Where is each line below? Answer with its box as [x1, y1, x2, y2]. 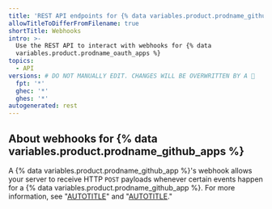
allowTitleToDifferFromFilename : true [8, 19, 139, 27]
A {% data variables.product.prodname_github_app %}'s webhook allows [8, 165, 253, 175]
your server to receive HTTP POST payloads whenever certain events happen [8, 174, 263, 184]
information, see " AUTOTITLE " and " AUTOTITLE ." [8, 191, 172, 201]
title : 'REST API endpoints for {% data [8, 11, 147, 20]
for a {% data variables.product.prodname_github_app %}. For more [8, 182, 236, 192]
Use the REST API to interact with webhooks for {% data [15, 42, 212, 50]
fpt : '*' [15, 79, 45, 87]
